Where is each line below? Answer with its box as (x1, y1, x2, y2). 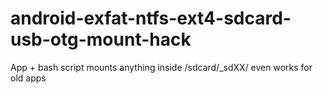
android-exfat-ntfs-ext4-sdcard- (10, 7, 292, 30)
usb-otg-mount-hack (10, 28, 192, 51)
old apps (10, 72, 47, 84)
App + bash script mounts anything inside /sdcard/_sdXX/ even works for (10, 61, 313, 73)
